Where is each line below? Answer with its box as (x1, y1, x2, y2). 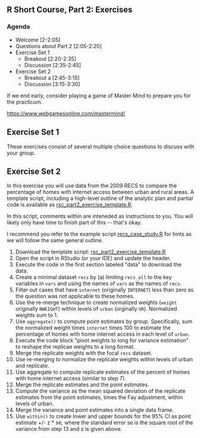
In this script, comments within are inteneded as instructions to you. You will (7, 212, 193, 220)
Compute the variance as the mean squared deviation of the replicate (15, 387, 186, 395)
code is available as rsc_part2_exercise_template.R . (7, 201, 133, 208)
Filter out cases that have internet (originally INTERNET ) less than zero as (15, 286, 194, 293)
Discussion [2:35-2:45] (24, 61, 82, 68)
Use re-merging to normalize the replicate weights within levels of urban (15, 356, 193, 363)
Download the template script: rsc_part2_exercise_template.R (15, 248, 166, 255)
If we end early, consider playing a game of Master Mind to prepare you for (7, 92, 191, 99)
